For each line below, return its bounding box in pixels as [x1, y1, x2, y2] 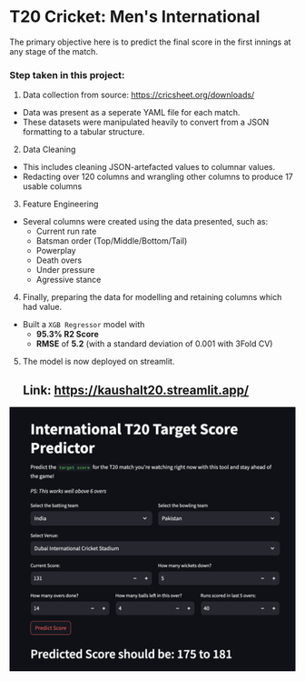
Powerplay [35, 245, 76, 256]
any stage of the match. [9, 45, 98, 56]
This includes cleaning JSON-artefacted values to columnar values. [22, 162, 275, 173]
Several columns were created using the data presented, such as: [22, 216, 269, 227]
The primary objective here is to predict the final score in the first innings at [9, 36, 291, 47]
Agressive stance [35, 275, 102, 285]
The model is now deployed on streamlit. [22, 356, 175, 367]
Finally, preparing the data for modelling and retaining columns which [22, 292, 282, 303]
